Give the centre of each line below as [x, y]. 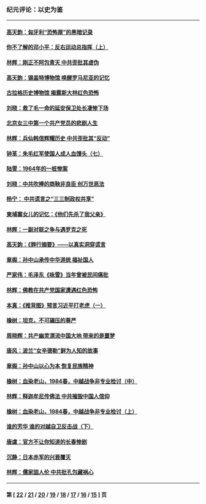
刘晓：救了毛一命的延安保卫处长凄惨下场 [57, 108]
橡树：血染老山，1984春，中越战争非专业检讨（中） [72, 381]
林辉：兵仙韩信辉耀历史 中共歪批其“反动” [58, 139]
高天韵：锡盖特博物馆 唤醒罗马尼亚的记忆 [58, 77]
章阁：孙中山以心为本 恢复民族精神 [50, 365]
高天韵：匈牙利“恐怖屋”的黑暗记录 [50, 32]
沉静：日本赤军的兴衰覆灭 [39, 457]
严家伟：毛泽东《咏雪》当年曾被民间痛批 [57, 275]
